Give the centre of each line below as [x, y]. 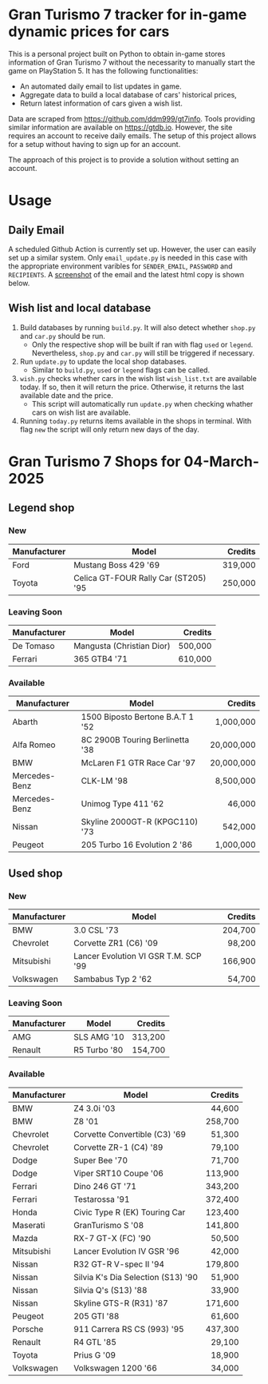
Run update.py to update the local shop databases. [103, 361]
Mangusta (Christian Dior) [122, 646]
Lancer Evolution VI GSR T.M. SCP [137, 956]
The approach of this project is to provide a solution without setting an [124, 159]
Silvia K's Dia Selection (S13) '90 [135, 1277]
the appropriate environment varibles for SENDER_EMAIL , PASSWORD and [120, 266]
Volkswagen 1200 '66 [115, 1368]
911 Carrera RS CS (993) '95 [129, 1329]
